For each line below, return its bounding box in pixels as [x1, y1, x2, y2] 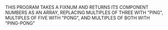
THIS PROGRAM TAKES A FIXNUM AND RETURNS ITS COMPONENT [5, 4, 149, 10]
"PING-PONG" [5, 20, 35, 26]
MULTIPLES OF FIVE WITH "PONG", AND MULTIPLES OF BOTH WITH [5, 15, 150, 20]
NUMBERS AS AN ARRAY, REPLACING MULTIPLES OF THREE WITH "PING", [5, 9, 163, 15]
